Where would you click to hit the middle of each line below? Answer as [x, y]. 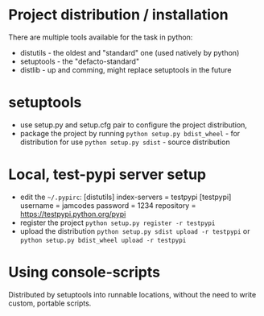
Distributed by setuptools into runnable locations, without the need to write [132, 294]
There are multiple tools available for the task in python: [101, 37]
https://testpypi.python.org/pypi [73, 214]
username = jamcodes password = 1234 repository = [108, 205]
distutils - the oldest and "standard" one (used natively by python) [130, 52]
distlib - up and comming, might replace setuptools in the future [126, 69]
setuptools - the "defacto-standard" [79, 61]
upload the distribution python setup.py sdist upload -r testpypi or [135, 231]
